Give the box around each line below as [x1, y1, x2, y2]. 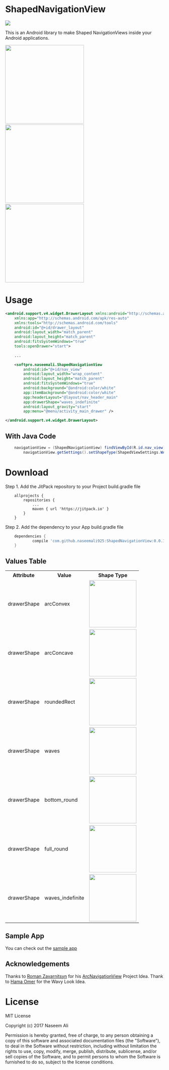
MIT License [5, 1013, 31, 1019]
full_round [44, 845, 68, 852]
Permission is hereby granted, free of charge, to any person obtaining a [5, 1032, 153, 1038]
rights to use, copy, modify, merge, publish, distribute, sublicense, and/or [5, 1048, 157, 1054]
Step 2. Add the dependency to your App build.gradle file [5, 524, 124, 530]
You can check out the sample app [5, 945, 77, 951]
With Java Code [5, 432, 56, 440]
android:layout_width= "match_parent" [14, 330, 94, 335]
